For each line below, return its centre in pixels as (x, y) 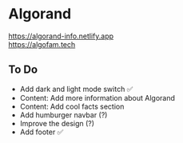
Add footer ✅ (42, 132)
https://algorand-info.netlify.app (61, 36)
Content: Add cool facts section (72, 106)
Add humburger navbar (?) (64, 115)
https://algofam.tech (42, 44)
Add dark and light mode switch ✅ (76, 89)
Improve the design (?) (57, 123)
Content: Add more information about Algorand (97, 97)
